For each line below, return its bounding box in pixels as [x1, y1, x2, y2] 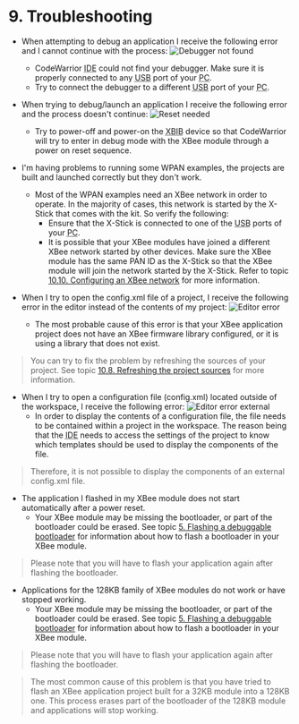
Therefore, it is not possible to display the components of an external [30, 465, 286, 476]
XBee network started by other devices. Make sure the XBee [47, 246, 272, 257]
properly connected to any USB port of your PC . [34, 72, 212, 82]
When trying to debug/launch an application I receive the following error [21, 98, 287, 109]
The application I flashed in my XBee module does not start [21, 492, 241, 503]
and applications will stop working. [30, 704, 158, 715]
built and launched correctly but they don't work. [21, 172, 202, 183]
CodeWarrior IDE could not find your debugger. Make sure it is [34, 63, 265, 73]
